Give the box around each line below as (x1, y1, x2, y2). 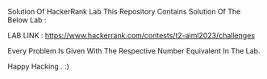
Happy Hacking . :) (7, 61, 70, 71)
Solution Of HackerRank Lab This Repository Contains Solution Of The (7, 7, 241, 16)
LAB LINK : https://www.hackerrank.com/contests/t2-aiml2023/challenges (7, 31, 256, 40)
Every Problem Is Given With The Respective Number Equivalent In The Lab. (7, 46, 261, 55)
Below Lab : (7, 15, 47, 25)
